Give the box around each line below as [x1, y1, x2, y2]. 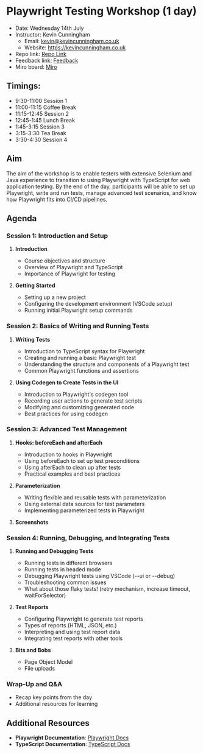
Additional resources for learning [15, 700, 98, 708]
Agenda [6, 213, 37, 224]
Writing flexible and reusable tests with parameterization [24, 493, 166, 501]
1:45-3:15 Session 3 [15, 123, 65, 130]
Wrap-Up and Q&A [6, 680, 63, 689]
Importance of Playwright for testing [24, 270, 116, 278]
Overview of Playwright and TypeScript [24, 264, 123, 271]
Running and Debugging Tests [15, 548, 94, 555]
